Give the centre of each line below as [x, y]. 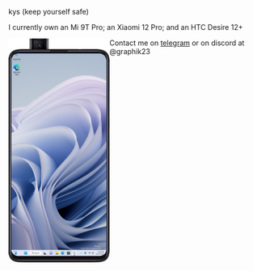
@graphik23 [130, 51]
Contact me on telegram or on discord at [177, 43]
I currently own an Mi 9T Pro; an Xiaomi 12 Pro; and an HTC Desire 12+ [126, 27]
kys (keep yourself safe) [48, 12]
